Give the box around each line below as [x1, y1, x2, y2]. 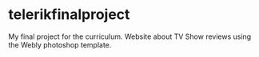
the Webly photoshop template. [8, 40, 112, 49]
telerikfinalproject [8, 6, 130, 24]
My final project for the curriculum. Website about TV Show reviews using [8, 32, 252, 41]
